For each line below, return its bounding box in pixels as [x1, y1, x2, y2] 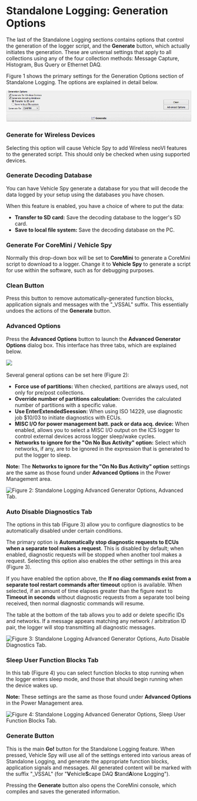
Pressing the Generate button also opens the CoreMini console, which [6, 782, 176, 789]
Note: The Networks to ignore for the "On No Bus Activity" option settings [6, 462, 190, 470]
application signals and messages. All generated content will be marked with [6, 764, 192, 771]
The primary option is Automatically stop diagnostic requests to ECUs [6, 539, 179, 546]
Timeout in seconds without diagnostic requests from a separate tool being [6, 594, 190, 601]
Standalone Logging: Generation [6, 4, 169, 18]
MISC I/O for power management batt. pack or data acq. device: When [14, 420, 189, 427]
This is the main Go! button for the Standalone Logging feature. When [6, 745, 175, 752]
